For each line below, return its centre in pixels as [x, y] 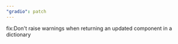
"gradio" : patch [26, 11]
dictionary [18, 34]
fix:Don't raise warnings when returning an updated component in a [89, 28]
